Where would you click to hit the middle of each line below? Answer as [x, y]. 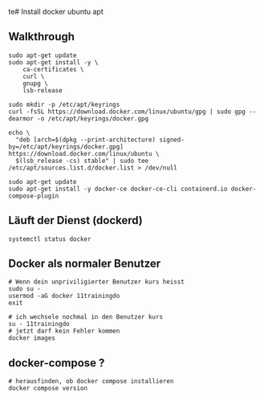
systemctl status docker [50, 239]
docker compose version [48, 389]
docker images [32, 338]
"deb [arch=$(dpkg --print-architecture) [86, 140]
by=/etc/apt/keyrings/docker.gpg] [66, 147]
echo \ [19, 133]
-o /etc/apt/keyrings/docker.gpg [93, 118]
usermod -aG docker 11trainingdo [64, 296]
